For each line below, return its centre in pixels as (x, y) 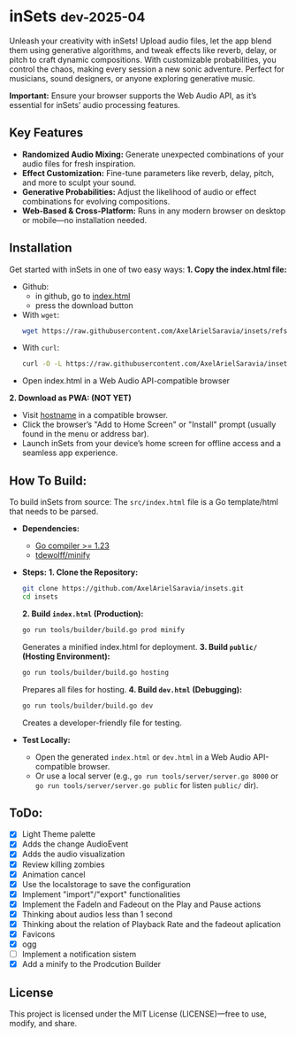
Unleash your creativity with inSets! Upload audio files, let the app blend (140, 41)
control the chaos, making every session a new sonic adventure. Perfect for (147, 69)
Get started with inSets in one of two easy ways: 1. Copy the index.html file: (148, 269)
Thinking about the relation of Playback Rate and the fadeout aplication (151, 924)
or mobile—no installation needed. (84, 220)
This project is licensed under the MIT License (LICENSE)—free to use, (138, 1014)
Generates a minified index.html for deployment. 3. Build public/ (140, 646)
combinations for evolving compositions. (96, 201)
